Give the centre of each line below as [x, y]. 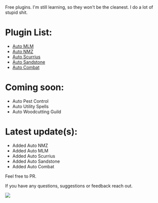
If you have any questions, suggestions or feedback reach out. [69, 186]
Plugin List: [29, 33]
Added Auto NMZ [30, 145]
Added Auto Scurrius [34, 156]
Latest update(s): [41, 132]
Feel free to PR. [21, 176]
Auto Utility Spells [30, 106]
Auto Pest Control [30, 101]
